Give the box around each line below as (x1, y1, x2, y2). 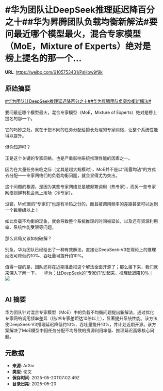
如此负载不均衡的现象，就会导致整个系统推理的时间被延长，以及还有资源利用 (5, 218, 158, 224)
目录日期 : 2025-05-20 (12, 381, 57, 387)
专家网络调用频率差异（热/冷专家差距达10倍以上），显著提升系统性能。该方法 (5, 315, 158, 321)
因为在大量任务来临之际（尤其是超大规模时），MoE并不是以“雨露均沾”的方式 (5, 166, 156, 172)
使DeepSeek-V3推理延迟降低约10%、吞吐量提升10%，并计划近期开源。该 (5, 321, 152, 327)
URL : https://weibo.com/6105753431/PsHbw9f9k (5, 69, 103, 75)
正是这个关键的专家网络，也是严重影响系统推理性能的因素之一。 (5, 155, 132, 161)
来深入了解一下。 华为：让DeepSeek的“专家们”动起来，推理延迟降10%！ (5, 270, 154, 276)
